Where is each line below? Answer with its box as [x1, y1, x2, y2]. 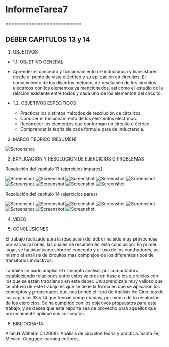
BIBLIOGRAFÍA [12, 320, 44, 327]
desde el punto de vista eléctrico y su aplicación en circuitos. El [12, 74, 146, 80]
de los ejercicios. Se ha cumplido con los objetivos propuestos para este [5, 300, 157, 306]
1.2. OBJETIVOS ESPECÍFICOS [12, 100, 76, 106]
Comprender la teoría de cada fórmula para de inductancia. [20, 126, 145, 132]
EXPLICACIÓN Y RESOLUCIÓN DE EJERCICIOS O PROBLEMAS [12, 155, 144, 162]
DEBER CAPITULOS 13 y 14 [5, 35, 90, 44]
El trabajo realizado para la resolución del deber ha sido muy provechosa [5, 235, 158, 242]
